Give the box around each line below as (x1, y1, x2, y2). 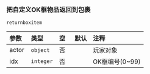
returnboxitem (6, 20, 43, 26)
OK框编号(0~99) (93, 57, 141, 66)
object (30, 47, 50, 54)
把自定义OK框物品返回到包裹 (6, 5, 91, 13)
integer (30, 58, 53, 65)
